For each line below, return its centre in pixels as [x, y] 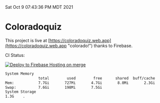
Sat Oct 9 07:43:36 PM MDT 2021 [39, 7]
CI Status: [15, 55]
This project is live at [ [28, 40]
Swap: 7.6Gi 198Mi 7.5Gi [54, 87]
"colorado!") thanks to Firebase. [100, 46]
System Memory [20, 74]
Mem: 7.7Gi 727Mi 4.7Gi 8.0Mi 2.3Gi [80, 83]
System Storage [21, 92]
